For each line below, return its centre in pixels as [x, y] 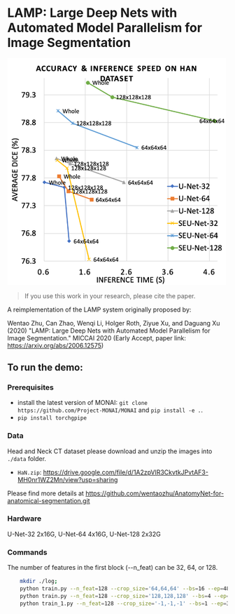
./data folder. [27, 458]
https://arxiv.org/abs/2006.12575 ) [56, 345]
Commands [27, 552]
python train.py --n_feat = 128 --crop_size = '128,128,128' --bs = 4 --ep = [125, 596]
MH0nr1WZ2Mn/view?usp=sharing [67, 479]
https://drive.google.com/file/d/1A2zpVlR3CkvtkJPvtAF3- [126, 472]
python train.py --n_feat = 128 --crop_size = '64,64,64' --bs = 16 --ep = [122, 588]
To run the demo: [45, 367]
